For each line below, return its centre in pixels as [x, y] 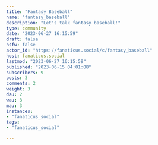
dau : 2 [14, 94]
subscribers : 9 [25, 72]
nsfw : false [21, 45]
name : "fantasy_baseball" [38, 17]
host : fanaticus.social [36, 56]
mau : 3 [14, 105]
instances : [20, 111]
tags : [13, 122]
